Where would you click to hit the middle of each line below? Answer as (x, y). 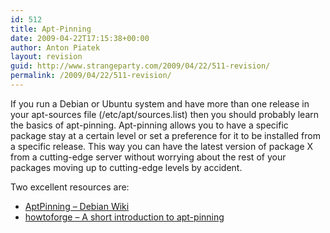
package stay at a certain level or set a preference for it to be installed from (165, 135)
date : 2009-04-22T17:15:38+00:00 (80, 38)
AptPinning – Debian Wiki (77, 206)
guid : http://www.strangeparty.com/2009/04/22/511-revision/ (140, 66)
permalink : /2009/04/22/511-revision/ (91, 76)
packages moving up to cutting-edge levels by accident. (126, 167)
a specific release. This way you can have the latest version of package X (162, 146)
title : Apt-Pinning (51, 29)
